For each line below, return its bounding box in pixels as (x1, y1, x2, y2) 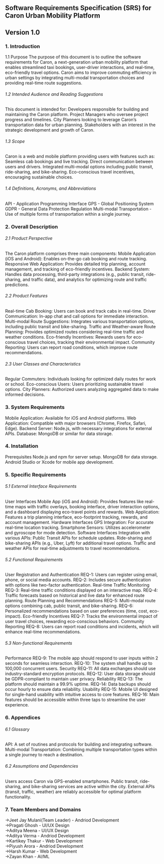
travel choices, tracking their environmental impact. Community (26, 340, 155, 345)
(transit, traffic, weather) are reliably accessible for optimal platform (5, 789, 141, 795)
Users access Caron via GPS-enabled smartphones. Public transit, (5, 778, 139, 784)
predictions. (5, 281, 29, 288)
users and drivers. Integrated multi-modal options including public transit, (5, 164, 153, 170)
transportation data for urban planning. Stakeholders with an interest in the (5, 122, 156, 128)
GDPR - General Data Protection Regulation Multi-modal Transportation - (5, 205, 152, 212)
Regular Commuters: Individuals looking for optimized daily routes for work (5, 376, 156, 382)
